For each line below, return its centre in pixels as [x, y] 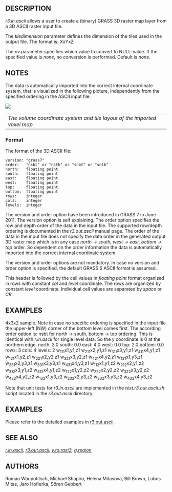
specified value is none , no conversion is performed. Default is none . [78, 57]
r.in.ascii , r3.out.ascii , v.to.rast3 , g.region [49, 450]
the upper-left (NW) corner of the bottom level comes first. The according [83, 328]
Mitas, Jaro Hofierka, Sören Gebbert [44, 484]
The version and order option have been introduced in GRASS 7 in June [81, 214]
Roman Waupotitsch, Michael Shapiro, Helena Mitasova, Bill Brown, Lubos [83, 479]
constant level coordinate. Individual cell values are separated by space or [84, 289]
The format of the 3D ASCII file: [38, 151]
